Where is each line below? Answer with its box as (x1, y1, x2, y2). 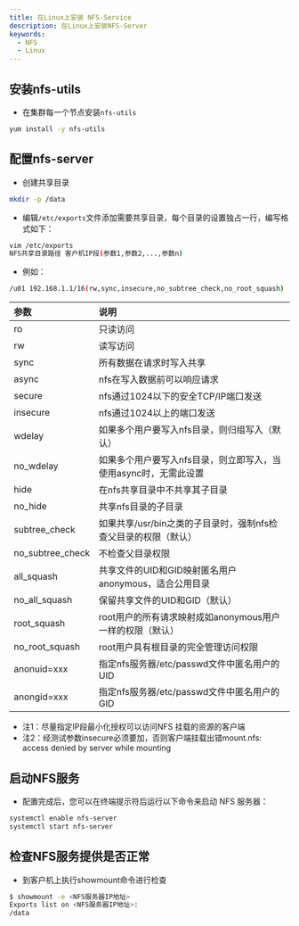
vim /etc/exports (9, 241, 74, 250)
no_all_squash (13, 594, 73, 607)
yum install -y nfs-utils (9, 124, 105, 134)
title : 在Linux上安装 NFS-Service (9, 12, 132, 22)
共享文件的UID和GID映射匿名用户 (98, 564, 238, 576)
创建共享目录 (21, 177, 69, 187)
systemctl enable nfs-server (9, 814, 117, 823)
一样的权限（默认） (98, 624, 180, 637)
